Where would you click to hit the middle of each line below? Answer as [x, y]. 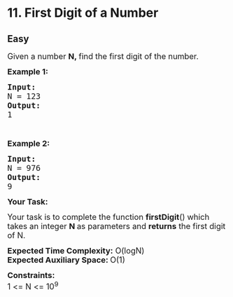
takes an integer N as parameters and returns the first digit [116, 226]
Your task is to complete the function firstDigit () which [108, 217]
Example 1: [28, 71]
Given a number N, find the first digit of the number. [103, 56]
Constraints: [31, 275]
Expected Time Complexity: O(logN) [76, 251]
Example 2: [29, 144]
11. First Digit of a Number [83, 13]
